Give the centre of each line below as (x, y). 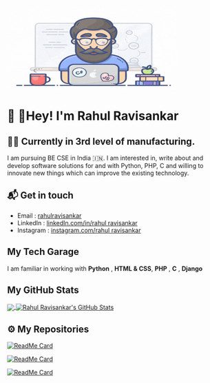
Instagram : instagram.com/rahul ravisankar (79, 230)
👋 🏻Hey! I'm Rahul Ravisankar (93, 116)
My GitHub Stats (43, 290)
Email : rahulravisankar (49, 216)
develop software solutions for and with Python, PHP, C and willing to (105, 166)
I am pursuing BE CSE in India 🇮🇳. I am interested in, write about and (105, 158)
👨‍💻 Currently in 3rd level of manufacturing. (101, 142)
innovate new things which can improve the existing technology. (98, 173)
